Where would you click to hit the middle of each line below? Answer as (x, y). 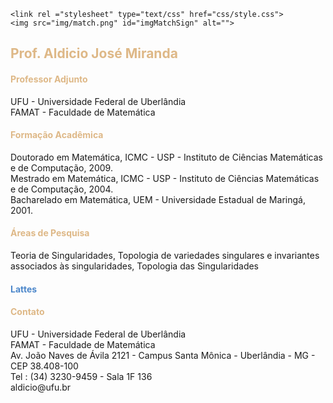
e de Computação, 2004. (62, 189)
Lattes (24, 289)
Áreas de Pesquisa (50, 233)
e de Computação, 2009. (61, 167)
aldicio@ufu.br (41, 387)
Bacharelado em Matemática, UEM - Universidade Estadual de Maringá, (158, 199)
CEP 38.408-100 (44, 366)
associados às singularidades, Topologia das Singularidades (135, 266)
